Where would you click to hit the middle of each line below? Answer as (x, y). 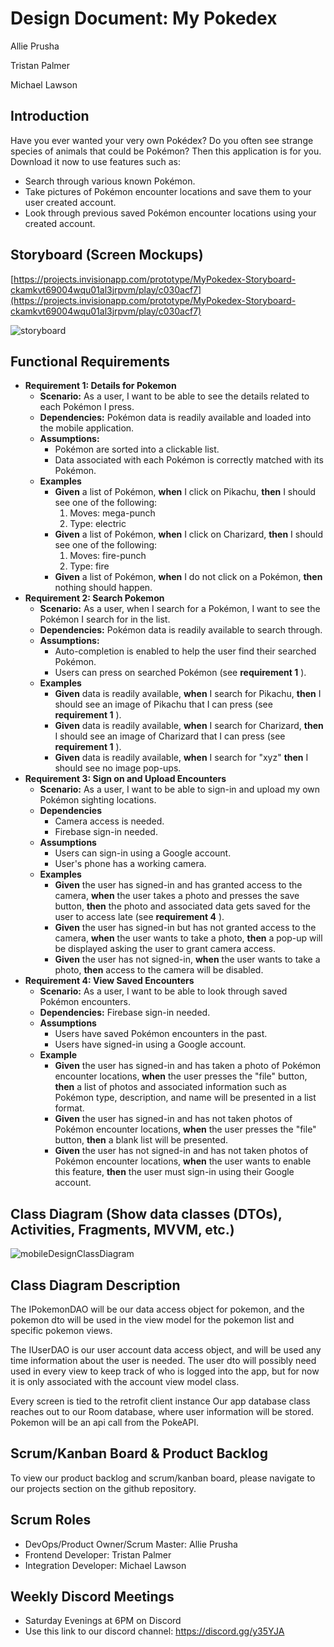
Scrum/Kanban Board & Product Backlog (139, 1453)
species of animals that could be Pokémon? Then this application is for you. (166, 151)
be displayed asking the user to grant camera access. (165, 949)
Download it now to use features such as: (96, 161)
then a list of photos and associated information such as (170, 1087)
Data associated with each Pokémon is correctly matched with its (189, 460)
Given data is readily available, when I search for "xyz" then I (181, 758)
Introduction (50, 116)
